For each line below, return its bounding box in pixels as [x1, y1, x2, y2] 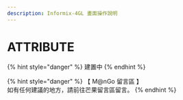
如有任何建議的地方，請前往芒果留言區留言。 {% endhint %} [7, 86, 177, 94]
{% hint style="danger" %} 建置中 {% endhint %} [7, 63, 146, 71]
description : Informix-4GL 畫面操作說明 [7, 10, 118, 17]
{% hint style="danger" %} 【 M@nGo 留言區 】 [7, 77, 143, 85]
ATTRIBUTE [7, 39, 75, 54]
